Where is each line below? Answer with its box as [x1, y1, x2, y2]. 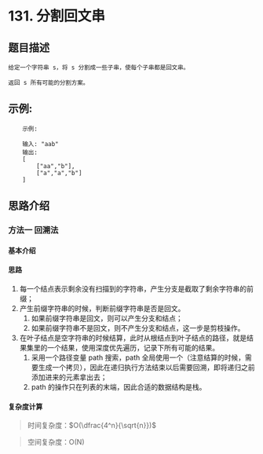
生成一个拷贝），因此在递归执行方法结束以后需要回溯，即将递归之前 [38, 362, 255, 372]
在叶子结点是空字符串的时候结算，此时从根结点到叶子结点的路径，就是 [19, 333, 247, 342]
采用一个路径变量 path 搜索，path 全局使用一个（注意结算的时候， [31, 353, 246, 362]
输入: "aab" [22, 140, 59, 148]
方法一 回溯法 [8, 225, 59, 236]
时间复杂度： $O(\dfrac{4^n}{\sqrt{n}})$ [27, 421, 157, 430]
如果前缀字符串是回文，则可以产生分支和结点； [31, 313, 183, 323]
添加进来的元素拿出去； [31, 372, 108, 382]
